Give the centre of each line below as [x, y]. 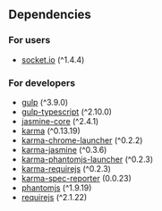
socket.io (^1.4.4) [53, 59]
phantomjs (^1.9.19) [56, 188]
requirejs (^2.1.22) [54, 197]
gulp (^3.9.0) [45, 102]
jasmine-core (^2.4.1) [60, 121]
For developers [42, 82]
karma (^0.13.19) [51, 131]
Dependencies [50, 15]
